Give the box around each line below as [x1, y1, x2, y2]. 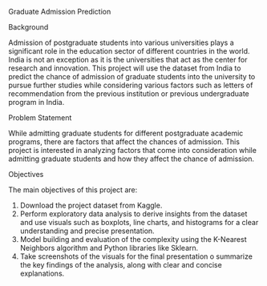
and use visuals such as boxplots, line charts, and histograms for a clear [19, 218, 259, 227]
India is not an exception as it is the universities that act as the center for [8, 55, 248, 64]
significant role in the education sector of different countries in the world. [8, 46, 250, 55]
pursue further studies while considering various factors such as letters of [8, 80, 253, 90]
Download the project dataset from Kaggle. [19, 200, 163, 210]
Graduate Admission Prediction [8, 7, 111, 16]
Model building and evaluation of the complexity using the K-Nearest [19, 235, 247, 244]
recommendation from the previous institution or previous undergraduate [8, 89, 250, 99]
